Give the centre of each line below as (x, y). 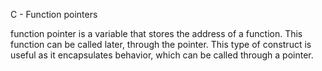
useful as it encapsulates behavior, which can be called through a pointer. (162, 55)
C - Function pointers (54, 14)
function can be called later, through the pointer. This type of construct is (161, 44)
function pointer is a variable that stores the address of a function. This (156, 33)
